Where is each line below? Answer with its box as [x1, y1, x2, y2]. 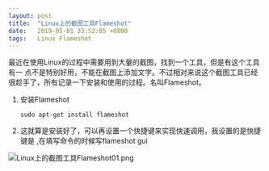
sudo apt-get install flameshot [19, 111, 129, 119]
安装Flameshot [19, 94, 70, 105]
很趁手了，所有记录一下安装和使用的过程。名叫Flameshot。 [8, 77, 206, 87]
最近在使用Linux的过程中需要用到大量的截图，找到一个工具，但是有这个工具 [8, 57, 260, 67]
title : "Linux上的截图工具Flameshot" [8, 19, 132, 27]
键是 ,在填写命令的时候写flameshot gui [19, 136, 148, 146]
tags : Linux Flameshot [8, 34, 92, 43]
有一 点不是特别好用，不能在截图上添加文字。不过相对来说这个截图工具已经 [8, 68, 258, 77]
